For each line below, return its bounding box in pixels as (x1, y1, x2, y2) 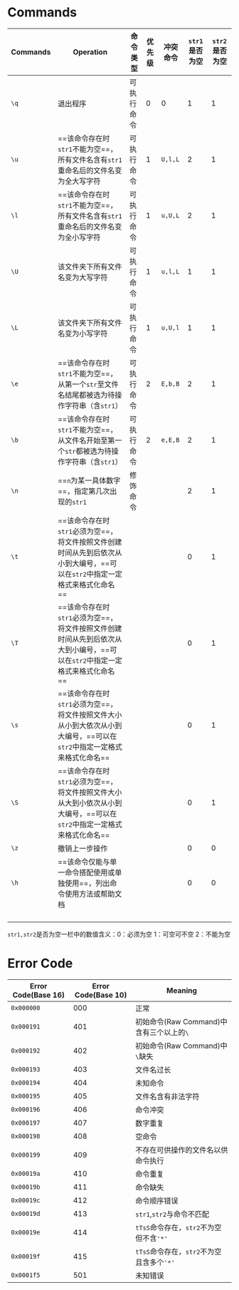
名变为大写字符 (58, 272, 108, 282)
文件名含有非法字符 (134, 1091, 200, 1101)
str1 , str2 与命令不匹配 (134, 1209, 210, 1219)
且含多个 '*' (134, 1257, 176, 1267)
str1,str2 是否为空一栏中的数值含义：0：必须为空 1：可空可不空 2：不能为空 (7, 929, 231, 938)
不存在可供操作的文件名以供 (134, 1145, 228, 1155)
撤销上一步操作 (58, 843, 108, 853)
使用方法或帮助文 (65, 889, 122, 899)
